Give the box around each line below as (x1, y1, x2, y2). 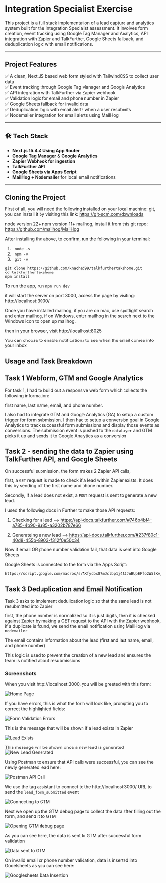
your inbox (5, 342, 27, 348)
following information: (5, 392, 49, 398)
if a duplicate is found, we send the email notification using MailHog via (5, 623, 150, 629)
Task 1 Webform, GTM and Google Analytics (5, 374, 143, 383)
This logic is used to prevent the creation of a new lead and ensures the (5, 652, 151, 658)
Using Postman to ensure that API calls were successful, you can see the (5, 759, 154, 765)
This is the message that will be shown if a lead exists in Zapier (5, 725, 133, 731)
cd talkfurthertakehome (5, 270, 54, 275)
